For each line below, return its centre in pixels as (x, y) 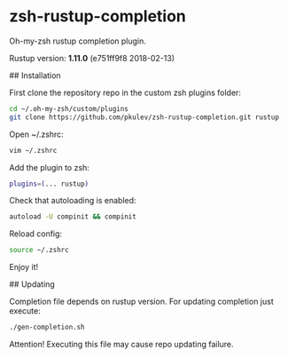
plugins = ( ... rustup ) (49, 184)
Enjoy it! (24, 267)
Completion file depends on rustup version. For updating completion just (141, 302)
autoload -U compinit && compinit (73, 217)
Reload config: (36, 234)
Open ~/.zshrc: (36, 134)
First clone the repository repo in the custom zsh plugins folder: (125, 92)
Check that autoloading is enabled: (73, 201)
